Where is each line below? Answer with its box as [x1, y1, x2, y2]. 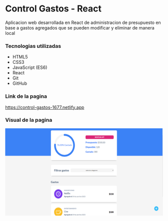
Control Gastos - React [5, 3, 101, 14]
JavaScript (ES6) [12, 64, 47, 70]
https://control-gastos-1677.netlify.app [5, 104, 84, 110]
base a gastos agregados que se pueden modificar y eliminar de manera [5, 24, 155, 30]
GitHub [12, 80, 27, 86]
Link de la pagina [5, 93, 47, 100]
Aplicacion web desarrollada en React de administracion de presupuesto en [5, 19, 161, 25]
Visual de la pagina [5, 117, 52, 124]
